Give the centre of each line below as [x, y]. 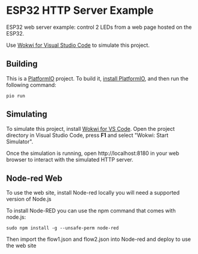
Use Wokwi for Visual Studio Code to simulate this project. [78, 45]
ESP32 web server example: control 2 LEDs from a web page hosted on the [99, 27]
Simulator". [20, 141]
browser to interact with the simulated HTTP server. [70, 159]
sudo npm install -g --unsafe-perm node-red [63, 228]
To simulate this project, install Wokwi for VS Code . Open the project [91, 129]
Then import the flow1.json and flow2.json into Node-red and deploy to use [99, 239]
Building [22, 64]
